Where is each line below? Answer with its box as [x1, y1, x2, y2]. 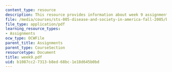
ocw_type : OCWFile [5, 36, 45, 41]
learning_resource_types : [5, 26, 60, 31]
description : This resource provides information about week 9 [5, 12, 143, 17]
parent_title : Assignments [5, 41, 63, 46]
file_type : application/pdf [5, 21, 66, 27]
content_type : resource [5, 7, 56, 13]
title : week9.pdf [5, 54, 42, 60]
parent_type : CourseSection [5, 45, 66, 50]
